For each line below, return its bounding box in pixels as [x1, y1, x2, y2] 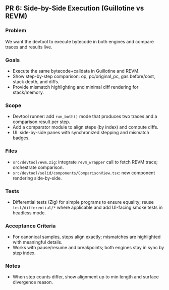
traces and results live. [5, 44, 52, 50]
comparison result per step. [12, 119, 71, 125]
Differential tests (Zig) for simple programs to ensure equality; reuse [12, 199, 154, 205]
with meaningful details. [12, 239, 63, 245]
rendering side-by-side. [12, 175, 62, 181]
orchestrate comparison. [12, 164, 64, 170]
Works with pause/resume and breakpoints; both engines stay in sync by [12, 245, 164, 251]
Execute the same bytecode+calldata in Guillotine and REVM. [12, 68, 140, 74]
